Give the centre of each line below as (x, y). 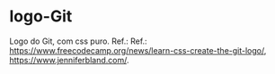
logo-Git (41, 16)
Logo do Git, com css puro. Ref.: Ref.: (78, 41)
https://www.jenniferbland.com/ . (69, 60)
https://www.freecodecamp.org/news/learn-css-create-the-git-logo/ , (138, 50)
